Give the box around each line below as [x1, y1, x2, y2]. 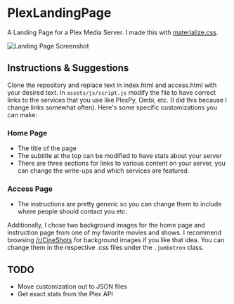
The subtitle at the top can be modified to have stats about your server [17, 152, 223, 160]
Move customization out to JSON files [17, 282, 128, 291]
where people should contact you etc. [17, 207, 128, 216]
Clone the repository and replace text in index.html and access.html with [7, 81, 217, 89]
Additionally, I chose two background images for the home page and [7, 221, 205, 230]
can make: [7, 110, 37, 119]
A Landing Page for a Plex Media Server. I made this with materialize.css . [7, 28, 219, 37]
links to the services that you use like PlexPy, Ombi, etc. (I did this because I [7, 95, 227, 104]
